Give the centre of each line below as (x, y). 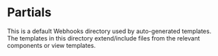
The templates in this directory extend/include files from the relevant (104, 38)
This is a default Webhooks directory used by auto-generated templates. (109, 31)
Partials (29, 12)
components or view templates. (51, 45)
